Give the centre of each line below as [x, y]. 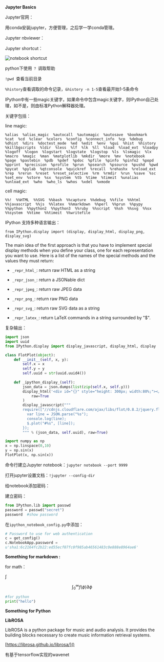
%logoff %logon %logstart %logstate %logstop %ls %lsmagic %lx [78, 152]
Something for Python [28, 611]
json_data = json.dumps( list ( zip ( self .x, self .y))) [76, 387]
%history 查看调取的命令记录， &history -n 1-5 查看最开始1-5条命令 [72, 89]
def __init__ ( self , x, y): [41, 359]
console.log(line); [47, 419]
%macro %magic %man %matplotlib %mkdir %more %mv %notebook [75, 156]
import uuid [17, 342]
